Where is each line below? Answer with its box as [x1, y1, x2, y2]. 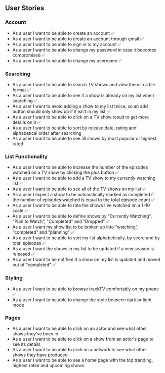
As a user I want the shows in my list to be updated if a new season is [12, 246, 154, 252]
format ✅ [12, 87, 31, 93]
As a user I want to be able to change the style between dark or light [12, 297, 152, 303]
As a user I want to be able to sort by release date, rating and [12, 125, 137, 131]
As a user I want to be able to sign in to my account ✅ [12, 41, 122, 47]
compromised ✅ [12, 52, 46, 58]
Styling [5, 274, 23, 281]
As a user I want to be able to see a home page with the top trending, [12, 357, 153, 363]
